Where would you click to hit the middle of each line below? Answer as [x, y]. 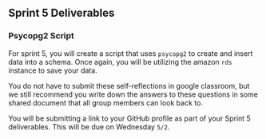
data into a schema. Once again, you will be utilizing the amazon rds [121, 62]
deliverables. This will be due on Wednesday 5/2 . [89, 126]
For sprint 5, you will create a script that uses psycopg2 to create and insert [131, 53]
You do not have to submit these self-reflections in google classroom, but [129, 85]
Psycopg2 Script [41, 36]
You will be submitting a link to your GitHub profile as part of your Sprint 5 [130, 118]
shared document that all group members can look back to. [106, 102]
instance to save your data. [53, 70]
